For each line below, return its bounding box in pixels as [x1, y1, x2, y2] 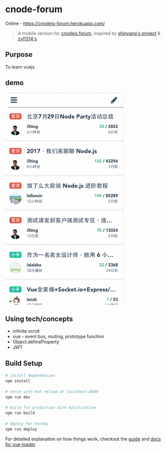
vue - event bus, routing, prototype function [12, 334, 105, 340]
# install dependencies [5, 373, 56, 378]
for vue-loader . [5, 441, 37, 447]
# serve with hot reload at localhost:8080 [5, 389, 99, 394]
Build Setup [5, 359, 43, 368]
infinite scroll [12, 328, 39, 334]
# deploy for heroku [5, 422, 49, 427]
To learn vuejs [5, 63, 35, 70]
